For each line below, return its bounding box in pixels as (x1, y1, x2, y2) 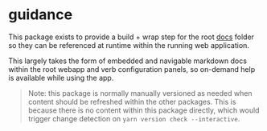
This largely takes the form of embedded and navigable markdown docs (8, 56, 248, 65)
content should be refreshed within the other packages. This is (27, 97, 236, 106)
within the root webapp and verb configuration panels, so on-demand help (8, 64, 256, 73)
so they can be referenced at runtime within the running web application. (8, 40, 249, 50)
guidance (8, 6, 73, 24)
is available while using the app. (8, 73, 114, 82)
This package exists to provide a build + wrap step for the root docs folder (8, 32, 255, 42)
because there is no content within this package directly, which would (27, 105, 260, 115)
